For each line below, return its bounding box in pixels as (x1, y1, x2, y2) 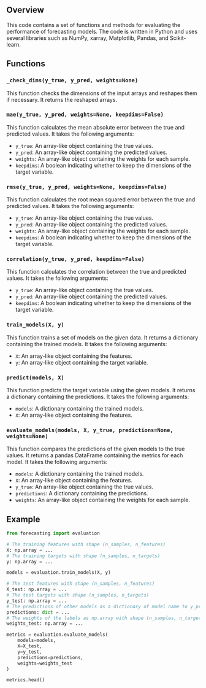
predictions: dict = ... (6, 609, 70, 616)
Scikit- (169, 34, 186, 42)
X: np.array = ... (6, 547, 53, 553)
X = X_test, (17, 643, 43, 649)
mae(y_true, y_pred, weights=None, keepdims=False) (6, 111, 164, 118)
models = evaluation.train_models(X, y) (6, 570, 112, 576)
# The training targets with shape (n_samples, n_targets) (6, 552, 161, 559)
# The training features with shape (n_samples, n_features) (6, 541, 166, 547)
